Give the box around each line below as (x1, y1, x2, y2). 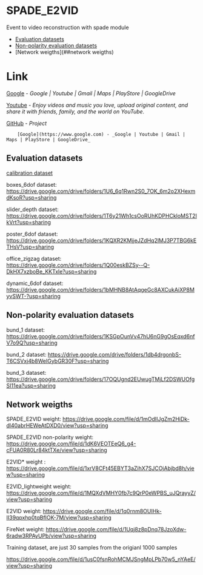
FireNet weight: (6, 526, 45, 533)
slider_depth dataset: (6, 206, 59, 213)
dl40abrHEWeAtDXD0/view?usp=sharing (6, 422, 108, 429)
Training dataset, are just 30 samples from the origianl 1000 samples (6, 544, 178, 551)
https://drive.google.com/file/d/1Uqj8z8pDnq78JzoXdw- (45, 526, 187, 533)
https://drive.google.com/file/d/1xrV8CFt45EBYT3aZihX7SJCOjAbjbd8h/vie (6, 465, 195, 472)
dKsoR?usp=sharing (6, 193, 57, 201)
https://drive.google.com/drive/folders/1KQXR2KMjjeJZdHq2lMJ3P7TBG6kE (6, 237, 197, 244)
